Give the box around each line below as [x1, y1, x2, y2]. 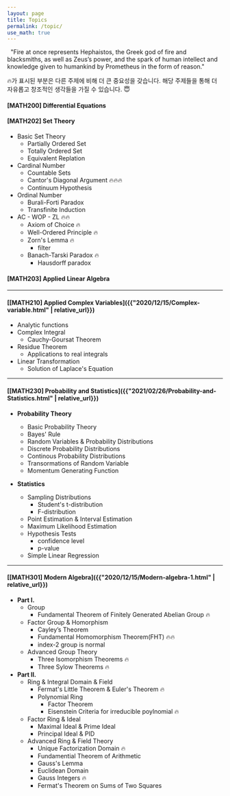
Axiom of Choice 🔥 [27, 221, 81, 229]
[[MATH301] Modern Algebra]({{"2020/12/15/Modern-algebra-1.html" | [7, 573, 216, 581]
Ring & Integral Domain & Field [27, 677, 113, 686]
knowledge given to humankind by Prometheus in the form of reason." [7, 62, 205, 71]
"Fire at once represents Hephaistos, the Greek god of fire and [10, 48, 187, 56]
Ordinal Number [16, 191, 63, 200]
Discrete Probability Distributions [27, 444, 120, 453]
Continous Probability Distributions [27, 452, 126, 460]
